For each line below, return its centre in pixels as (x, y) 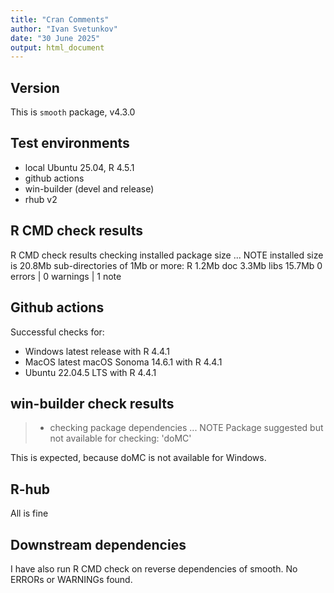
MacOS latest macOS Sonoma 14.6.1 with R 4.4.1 (123, 362)
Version (35, 87)
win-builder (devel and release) (89, 188)
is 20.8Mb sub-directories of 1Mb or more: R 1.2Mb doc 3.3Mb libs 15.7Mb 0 (166, 265)
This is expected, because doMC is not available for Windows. (138, 458)
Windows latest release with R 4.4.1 (97, 351)
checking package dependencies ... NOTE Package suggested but (186, 428)
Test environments (70, 143)
